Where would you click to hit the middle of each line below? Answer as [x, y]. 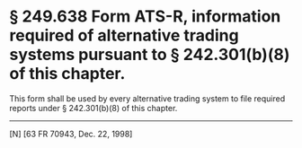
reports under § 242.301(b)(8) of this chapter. [93, 108]
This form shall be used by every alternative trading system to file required [147, 98]
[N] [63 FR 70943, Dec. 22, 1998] [71, 134]
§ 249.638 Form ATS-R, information [145, 17]
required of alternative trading [124, 35]
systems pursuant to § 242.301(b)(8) [150, 55]
